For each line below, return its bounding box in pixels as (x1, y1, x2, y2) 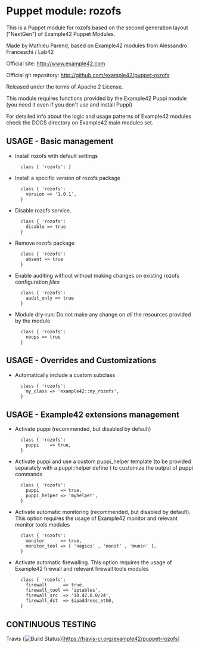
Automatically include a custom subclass (14, 371, 116, 378)
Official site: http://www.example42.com (6, 60, 105, 67)
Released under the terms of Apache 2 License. (6, 83, 123, 90)
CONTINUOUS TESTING (6, 619, 97, 629)
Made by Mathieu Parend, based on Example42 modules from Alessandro (6, 42, 188, 49)
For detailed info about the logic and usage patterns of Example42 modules (6, 112, 192, 120)
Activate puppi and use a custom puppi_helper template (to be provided (14, 458, 191, 465)
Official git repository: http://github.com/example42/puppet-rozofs (6, 71, 170, 78)
